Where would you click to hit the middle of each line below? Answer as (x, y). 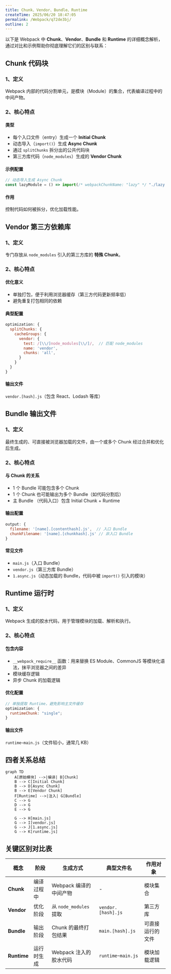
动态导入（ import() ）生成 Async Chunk (55, 144)
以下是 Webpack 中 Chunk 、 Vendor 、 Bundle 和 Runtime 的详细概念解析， (84, 39)
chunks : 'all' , (40, 353)
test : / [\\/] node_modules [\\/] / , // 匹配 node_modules (83, 343)
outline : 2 (17, 24)
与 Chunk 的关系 (22, 476)
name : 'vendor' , (41, 348)
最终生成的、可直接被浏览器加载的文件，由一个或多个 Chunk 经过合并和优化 (85, 441)
